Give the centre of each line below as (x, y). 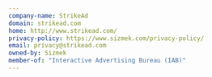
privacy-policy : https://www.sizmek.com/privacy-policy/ (106, 38)
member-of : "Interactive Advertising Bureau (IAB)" (97, 61)
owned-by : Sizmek (38, 53)
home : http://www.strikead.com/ (63, 30)
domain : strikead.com (45, 23)
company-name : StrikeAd (49, 16)
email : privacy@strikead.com (57, 46)
